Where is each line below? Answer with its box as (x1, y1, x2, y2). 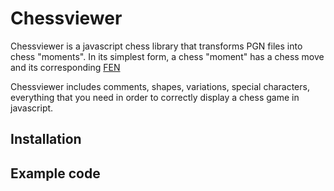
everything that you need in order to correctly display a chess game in (10, 91, 300, 103)
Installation (10, 131, 82, 148)
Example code (10, 165, 101, 182)
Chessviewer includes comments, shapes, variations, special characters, (10, 80, 310, 92)
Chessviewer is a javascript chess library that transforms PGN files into (10, 40, 303, 52)
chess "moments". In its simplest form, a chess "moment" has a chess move (10, 50, 325, 62)
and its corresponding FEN (10, 61, 121, 73)
